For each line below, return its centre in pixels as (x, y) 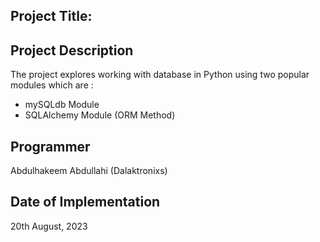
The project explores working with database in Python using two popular (160, 75)
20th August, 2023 (49, 226)
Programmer (50, 146)
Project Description (72, 50)
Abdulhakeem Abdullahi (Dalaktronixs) (89, 171)
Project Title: (51, 16)
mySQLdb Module (62, 105)
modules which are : (52, 85)
